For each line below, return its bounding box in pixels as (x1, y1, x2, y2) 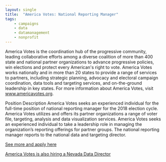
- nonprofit (14, 35, 39, 40)
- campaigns (14, 21, 39, 26)
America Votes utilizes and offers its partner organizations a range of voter (5, 110, 158, 116)
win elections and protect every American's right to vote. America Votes (5, 64, 152, 70)
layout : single (5, 7, 37, 12)
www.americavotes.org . (5, 90, 54, 97)
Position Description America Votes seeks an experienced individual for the (5, 100, 159, 106)
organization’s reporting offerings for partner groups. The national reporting (5, 126, 160, 132)
